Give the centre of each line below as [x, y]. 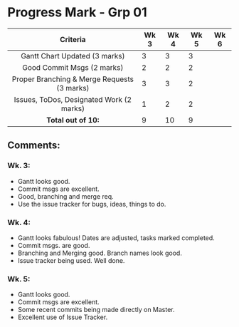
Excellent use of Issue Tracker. [63, 317]
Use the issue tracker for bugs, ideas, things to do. [92, 204]
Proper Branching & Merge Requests [73, 79]
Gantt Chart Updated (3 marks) [73, 56]
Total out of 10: [73, 120]
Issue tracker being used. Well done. [71, 260]
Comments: [34, 146]
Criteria [73, 39]
